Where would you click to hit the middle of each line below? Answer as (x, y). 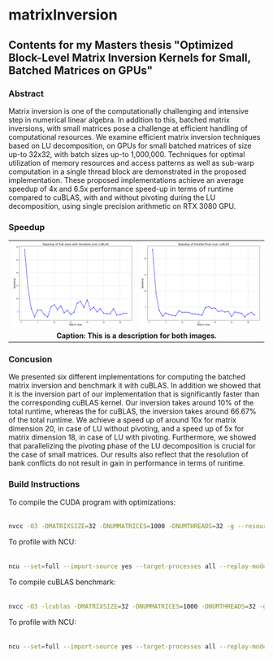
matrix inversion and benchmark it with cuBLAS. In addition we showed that (135, 386)
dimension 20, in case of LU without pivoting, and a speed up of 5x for (126, 429)
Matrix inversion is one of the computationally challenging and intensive (129, 111)
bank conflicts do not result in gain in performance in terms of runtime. (127, 463)
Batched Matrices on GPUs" (80, 70)
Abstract (26, 93)
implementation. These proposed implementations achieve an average (126, 180)
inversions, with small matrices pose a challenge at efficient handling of (128, 128)
